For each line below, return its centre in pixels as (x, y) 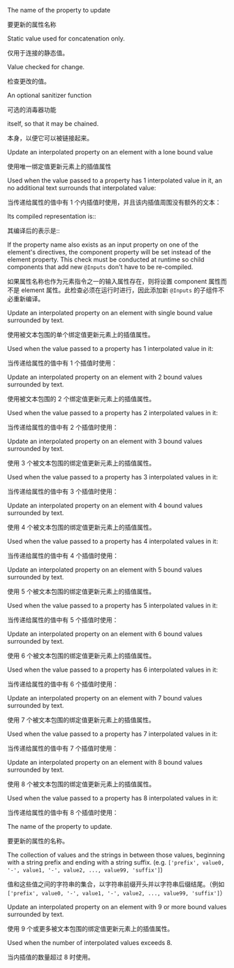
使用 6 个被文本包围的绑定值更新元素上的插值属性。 (81, 656)
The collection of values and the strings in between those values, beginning (116, 855)
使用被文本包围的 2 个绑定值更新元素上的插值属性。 (81, 399)
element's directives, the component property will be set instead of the (109, 252)
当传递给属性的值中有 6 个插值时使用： (63, 684)
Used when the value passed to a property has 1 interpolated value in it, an (115, 180)
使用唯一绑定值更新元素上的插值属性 (59, 166)
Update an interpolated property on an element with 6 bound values (105, 634)
